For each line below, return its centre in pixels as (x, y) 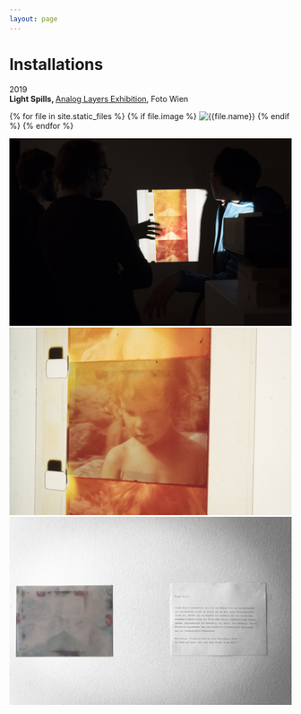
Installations (56, 64)
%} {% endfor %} (42, 125)
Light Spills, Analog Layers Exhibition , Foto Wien (99, 99)
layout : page (34, 19)
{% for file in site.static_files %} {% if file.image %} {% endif (150, 116)
